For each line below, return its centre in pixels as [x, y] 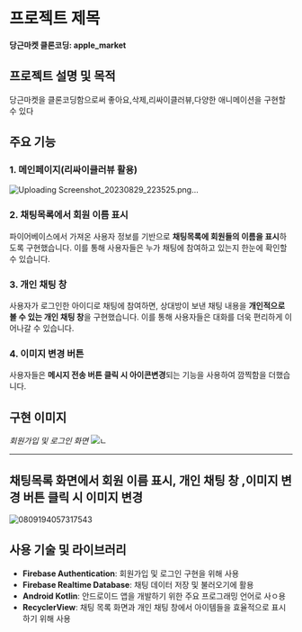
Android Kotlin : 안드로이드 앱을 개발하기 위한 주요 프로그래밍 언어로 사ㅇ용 [154, 596]
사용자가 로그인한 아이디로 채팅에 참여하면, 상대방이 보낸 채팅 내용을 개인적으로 [147, 306]
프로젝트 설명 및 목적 [62, 76]
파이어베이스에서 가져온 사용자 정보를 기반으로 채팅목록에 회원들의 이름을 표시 [145, 236]
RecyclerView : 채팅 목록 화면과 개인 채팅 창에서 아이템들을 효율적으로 [146, 607]
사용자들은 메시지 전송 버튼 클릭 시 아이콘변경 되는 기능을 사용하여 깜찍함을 [138, 375]
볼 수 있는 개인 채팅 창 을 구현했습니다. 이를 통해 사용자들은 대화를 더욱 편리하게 [146, 317]
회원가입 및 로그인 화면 [49, 441]
